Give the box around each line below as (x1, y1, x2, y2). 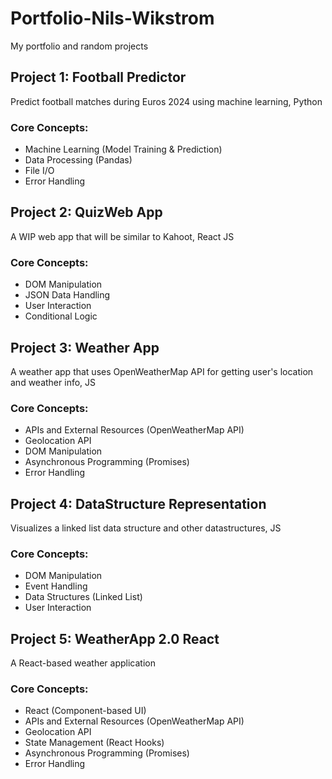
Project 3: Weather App (10, 339, 160, 356)
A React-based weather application (10, 657, 156, 669)
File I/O (24, 165, 55, 177)
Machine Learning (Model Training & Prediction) (24, 143, 223, 156)
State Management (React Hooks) (24, 737, 165, 749)
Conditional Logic (24, 310, 98, 322)
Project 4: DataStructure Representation (10, 495, 267, 512)
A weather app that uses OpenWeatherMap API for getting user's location (10, 365, 314, 377)
